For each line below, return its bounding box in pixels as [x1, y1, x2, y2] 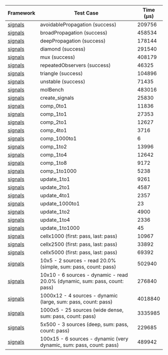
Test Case [74, 10, 99, 17]
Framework [7, 10, 35, 17]
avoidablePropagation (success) [39, 21, 116, 28]
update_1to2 [39, 208, 70, 215]
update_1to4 [39, 216, 70, 223]
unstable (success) [39, 78, 85, 85]
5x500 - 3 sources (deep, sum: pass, [39, 321, 128, 327]
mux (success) [39, 54, 75, 61]
